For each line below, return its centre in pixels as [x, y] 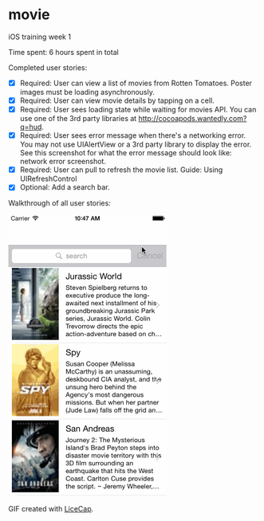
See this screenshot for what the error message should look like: [126, 153]
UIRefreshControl [48, 179]
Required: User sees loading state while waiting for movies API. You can [138, 110]
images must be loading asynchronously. [87, 92]
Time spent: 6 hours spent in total [64, 52]
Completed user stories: [48, 67]
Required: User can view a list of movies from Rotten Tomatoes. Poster [136, 83]
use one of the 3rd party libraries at [78, 119]
